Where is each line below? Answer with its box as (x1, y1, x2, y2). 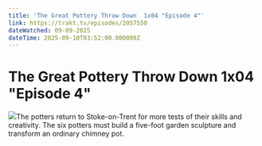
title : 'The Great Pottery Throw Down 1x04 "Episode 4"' (8, 11, 205, 20)
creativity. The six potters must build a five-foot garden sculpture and (8, 121, 237, 130)
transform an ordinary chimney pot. (8, 129, 125, 139)
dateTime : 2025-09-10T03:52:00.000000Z (8, 33, 141, 42)
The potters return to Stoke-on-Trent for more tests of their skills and (16, 112, 243, 121)
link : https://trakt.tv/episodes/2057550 (8, 19, 148, 27)
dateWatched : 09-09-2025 (8, 26, 91, 34)
